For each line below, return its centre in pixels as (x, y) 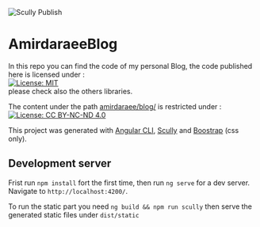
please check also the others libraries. (71, 91)
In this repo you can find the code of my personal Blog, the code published (130, 66)
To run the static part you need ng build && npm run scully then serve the (130, 206)
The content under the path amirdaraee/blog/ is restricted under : (115, 106)
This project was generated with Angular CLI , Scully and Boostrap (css (124, 130)
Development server (60, 163)
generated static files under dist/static (74, 214)
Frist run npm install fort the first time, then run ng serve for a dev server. (129, 183)
